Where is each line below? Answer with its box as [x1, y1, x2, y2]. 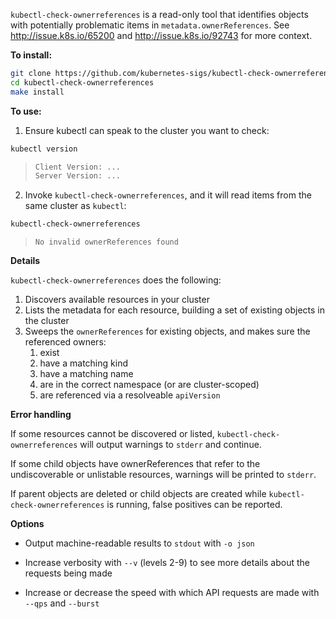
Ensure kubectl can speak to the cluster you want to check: [24, 124, 270, 136]
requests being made [24, 567, 113, 579]
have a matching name [39, 368, 134, 380]
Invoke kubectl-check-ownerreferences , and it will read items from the [24, 189, 312, 201]
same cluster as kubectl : [24, 200, 127, 212]
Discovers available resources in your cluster [24, 294, 210, 306]
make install [10, 87, 65, 97]
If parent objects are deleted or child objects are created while [10, 488, 267, 500]
